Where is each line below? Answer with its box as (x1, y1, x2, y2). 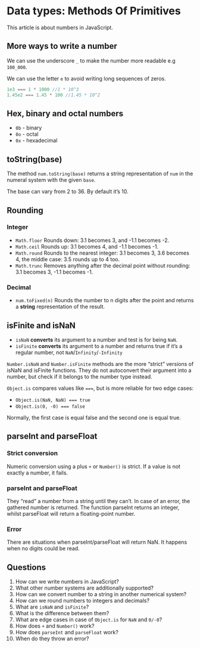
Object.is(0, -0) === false (15, 404, 85, 410)
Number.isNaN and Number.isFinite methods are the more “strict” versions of (7, 360, 194, 367)
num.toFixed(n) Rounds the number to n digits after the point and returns (15, 297, 194, 304)
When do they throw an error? (15, 635, 89, 642)
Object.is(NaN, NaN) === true (15, 397, 91, 403)
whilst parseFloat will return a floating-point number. (7, 510, 136, 517)
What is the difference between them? (15, 610, 110, 617)
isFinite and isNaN (7, 320, 76, 330)
